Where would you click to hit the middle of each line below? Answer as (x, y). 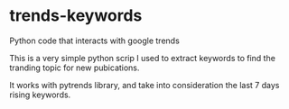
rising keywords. (40, 95)
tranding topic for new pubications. (75, 68)
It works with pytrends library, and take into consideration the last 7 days (144, 85)
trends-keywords (76, 16)
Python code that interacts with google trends (95, 41)
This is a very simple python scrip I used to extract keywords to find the (142, 58)
